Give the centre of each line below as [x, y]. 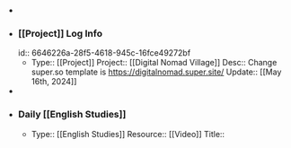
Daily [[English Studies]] [72, 115]
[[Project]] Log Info [60, 33]
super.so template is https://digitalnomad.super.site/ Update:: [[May [156, 72]
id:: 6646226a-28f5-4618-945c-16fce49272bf [104, 53]
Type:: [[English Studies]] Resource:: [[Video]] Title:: [128, 134]
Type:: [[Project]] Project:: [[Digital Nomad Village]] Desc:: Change [154, 63]
